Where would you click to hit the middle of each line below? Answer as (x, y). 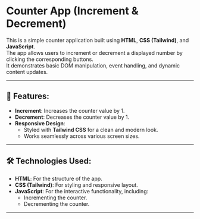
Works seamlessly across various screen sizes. (82, 136)
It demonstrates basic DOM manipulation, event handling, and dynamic (93, 65)
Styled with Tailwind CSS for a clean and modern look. (91, 129)
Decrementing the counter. (57, 203)
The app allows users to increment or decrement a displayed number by (94, 53)
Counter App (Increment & (72, 11)
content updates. (27, 72)
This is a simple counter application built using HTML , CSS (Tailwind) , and (98, 40)
